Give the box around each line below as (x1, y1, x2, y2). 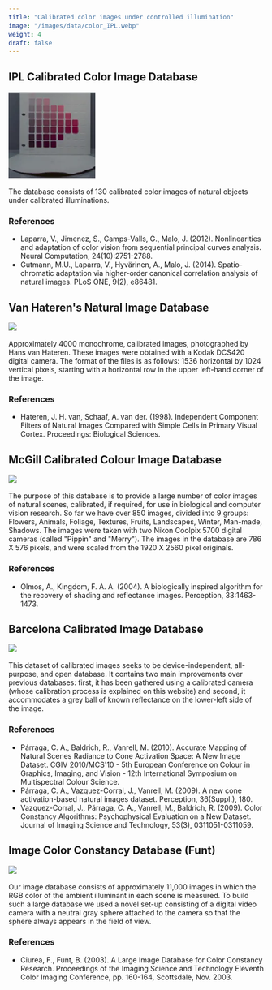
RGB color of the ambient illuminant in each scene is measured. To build (8, 890, 249, 900)
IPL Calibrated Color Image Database (8, 70, 199, 84)
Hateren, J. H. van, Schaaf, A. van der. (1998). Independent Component (19, 412, 259, 422)
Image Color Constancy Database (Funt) (8, 844, 216, 858)
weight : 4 (8, 30, 42, 38)
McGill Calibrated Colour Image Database (8, 453, 222, 467)
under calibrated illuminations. (8, 196, 110, 205)
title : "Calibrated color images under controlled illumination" (8, 13, 234, 21)
